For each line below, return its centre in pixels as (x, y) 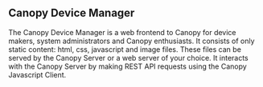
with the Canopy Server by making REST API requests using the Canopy (127, 66)
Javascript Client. (37, 74)
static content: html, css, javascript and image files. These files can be (125, 49)
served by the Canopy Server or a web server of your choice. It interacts (129, 57)
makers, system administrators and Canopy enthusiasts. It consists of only (131, 41)
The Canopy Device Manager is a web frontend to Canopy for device (122, 32)
